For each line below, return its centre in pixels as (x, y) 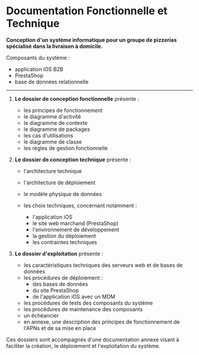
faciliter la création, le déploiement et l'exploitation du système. (84, 346)
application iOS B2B (39, 69)
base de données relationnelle (52, 82)
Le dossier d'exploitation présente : (59, 254)
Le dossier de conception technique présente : (73, 159)
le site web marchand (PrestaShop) (75, 223)
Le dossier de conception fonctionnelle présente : (77, 98)
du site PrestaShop (55, 290)
